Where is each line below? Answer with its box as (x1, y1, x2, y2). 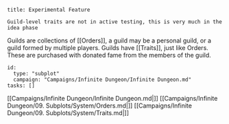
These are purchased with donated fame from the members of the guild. (7, 51, 211, 59)
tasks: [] (7, 82, 36, 89)
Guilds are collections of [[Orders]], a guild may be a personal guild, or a (7, 36, 211, 45)
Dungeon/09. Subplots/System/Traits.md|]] (7, 109, 129, 116)
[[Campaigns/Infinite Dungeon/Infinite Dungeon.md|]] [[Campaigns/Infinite (7, 95, 218, 102)
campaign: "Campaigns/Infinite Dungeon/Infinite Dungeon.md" (13, 76, 192, 83)
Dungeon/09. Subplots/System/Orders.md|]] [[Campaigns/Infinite (7, 101, 192, 110)
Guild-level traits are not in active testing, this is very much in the (7, 18, 223, 25)
